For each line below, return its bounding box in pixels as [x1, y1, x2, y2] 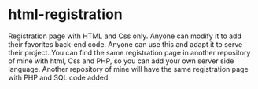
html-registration [8, 5, 123, 23]
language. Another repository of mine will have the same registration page [8, 64, 249, 73]
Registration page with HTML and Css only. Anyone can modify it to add [8, 31, 241, 41]
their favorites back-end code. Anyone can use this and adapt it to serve [8, 39, 243, 48]
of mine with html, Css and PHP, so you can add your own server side [8, 56, 234, 66]
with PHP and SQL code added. [8, 73, 110, 82]
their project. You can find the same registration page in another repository [8, 48, 251, 57]
